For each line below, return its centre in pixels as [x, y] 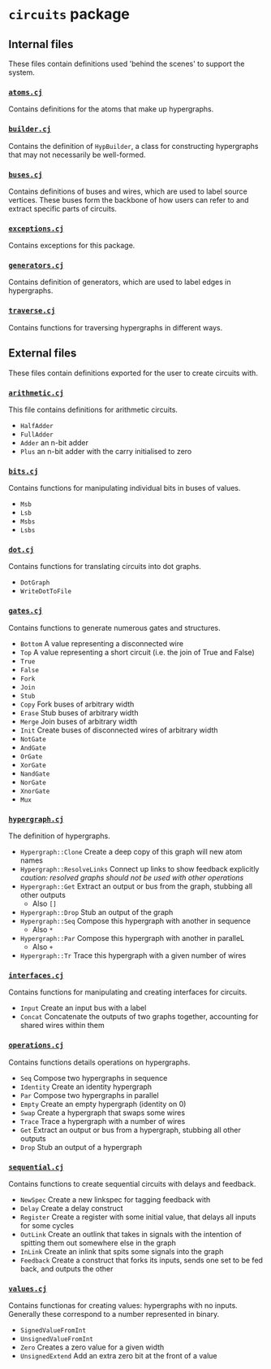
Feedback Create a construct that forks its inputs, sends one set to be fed [142, 1260]
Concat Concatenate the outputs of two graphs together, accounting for [139, 1017]
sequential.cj [36, 1167]
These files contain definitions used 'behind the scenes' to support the [127, 63]
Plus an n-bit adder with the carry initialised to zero [106, 451]
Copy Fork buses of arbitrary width [77, 704]
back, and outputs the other [67, 1268]
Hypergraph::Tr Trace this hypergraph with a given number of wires [133, 956]
